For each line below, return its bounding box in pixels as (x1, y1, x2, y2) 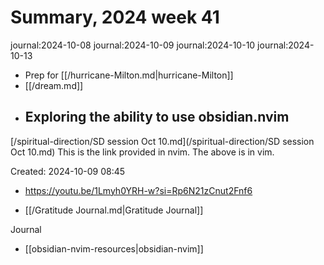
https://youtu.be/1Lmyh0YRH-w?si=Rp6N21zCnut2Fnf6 (24, 184, 253, 196)
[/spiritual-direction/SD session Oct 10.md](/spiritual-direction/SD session (10, 135, 315, 147)
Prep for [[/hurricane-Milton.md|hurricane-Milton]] (24, 69, 234, 81)
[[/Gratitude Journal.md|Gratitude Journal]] (24, 204, 204, 216)
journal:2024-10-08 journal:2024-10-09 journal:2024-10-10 (10, 39, 256, 51)
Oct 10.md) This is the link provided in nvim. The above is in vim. (10, 146, 275, 158)
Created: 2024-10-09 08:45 (10, 165, 126, 177)
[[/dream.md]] (24, 79, 84, 91)
